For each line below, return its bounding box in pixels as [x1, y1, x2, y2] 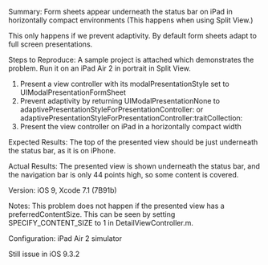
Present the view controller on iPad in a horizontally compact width [19, 122, 242, 131]
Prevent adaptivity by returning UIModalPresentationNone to [19, 96, 221, 105]
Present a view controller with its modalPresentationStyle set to [19, 79, 230, 88]
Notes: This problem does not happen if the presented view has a [8, 201, 225, 210]
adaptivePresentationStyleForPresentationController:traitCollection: [19, 113, 243, 123]
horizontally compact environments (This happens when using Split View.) [8, 15, 254, 25]
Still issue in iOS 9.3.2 [8, 249, 80, 259]
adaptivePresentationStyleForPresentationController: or [19, 104, 204, 114]
